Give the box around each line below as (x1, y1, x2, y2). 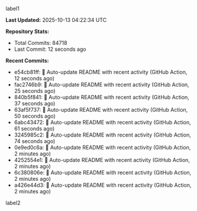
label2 (5, 199, 21, 206)
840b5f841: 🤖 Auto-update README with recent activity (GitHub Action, (14, 94, 190, 100)
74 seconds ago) (14, 138, 56, 144)
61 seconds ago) (14, 125, 55, 132)
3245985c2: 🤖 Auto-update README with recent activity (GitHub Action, (14, 131, 192, 138)
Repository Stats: (5, 28, 50, 35)
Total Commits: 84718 (14, 40, 67, 46)
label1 (5, 5, 20, 12)
